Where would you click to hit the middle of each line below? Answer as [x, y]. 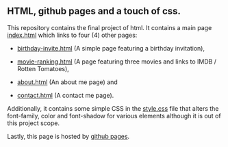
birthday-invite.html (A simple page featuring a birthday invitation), [111, 48]
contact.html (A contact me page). [65, 95]
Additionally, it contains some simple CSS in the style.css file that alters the [113, 108]
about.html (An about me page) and [67, 82]
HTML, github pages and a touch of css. [94, 11]
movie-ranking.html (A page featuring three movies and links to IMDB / [117, 62]
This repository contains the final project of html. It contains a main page [110, 27]
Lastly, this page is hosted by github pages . [68, 136]
